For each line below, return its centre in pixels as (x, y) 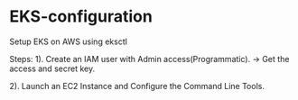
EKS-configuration (81, 17)
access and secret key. (52, 68)
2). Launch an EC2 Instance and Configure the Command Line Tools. (137, 86)
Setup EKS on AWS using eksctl (69, 41)
